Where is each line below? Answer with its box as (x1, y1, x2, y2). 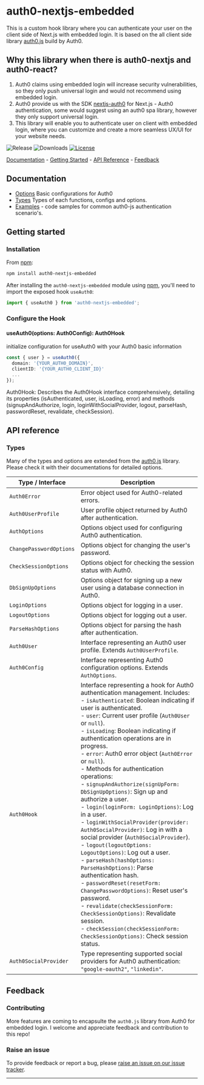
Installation (6, 245, 41, 253)
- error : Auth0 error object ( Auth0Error (80, 750, 193, 758)
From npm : (6, 259, 33, 266)
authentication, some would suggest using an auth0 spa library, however (15, 106, 197, 114)
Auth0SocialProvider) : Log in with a (80, 826, 183, 834)
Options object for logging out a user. (80, 611, 187, 619)
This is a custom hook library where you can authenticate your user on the (6, 24, 192, 32)
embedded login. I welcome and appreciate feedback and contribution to (6, 1024, 189, 1031)
